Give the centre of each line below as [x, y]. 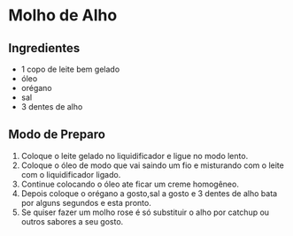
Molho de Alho [63, 15]
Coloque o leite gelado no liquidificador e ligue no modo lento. [135, 156]
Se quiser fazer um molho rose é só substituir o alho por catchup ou [145, 212]
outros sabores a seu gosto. [72, 221]
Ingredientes [44, 48]
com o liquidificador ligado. [71, 174]
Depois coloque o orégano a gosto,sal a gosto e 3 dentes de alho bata [149, 193]
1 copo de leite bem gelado [70, 69]
